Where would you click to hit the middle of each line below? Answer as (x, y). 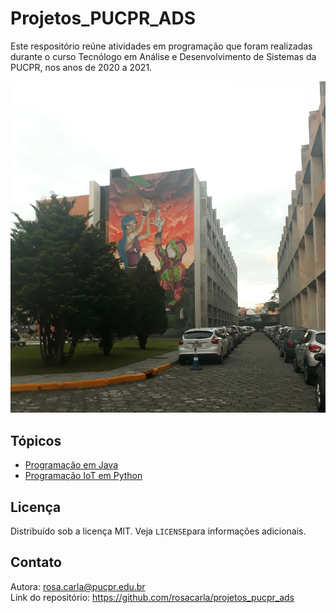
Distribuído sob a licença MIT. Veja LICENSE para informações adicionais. (158, 531)
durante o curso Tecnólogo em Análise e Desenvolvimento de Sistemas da (163, 56)
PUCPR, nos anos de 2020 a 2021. (81, 67)
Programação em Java (71, 465)
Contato (36, 562)
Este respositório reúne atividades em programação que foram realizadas (161, 46)
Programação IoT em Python (83, 476)
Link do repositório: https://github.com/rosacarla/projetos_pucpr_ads (152, 597)
